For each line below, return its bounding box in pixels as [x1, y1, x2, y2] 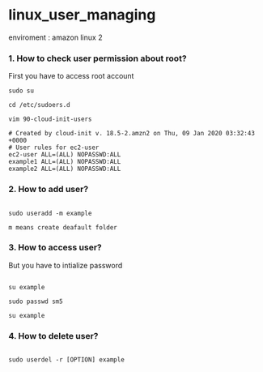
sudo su [8, 87, 35, 95]
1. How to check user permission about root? [8, 53, 188, 64]
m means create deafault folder [8, 223, 117, 232]
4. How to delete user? [8, 330, 99, 341]
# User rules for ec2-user [8, 143, 100, 152]
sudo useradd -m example [8, 209, 92, 217]
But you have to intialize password [8, 260, 123, 270]
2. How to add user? [8, 184, 89, 195]
